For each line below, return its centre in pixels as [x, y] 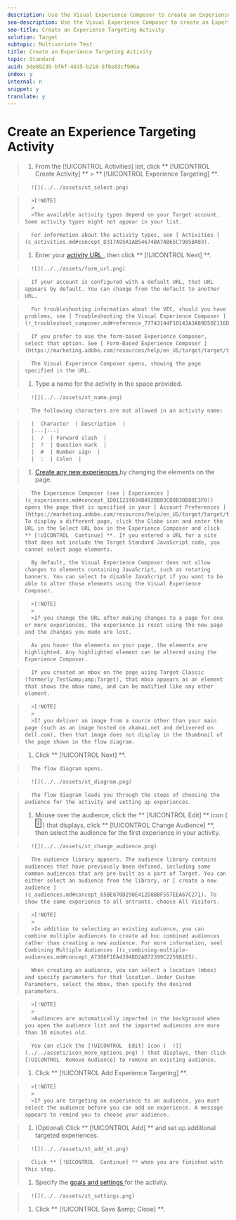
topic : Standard [31, 60]
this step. [40, 1169]
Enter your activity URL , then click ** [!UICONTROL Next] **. [123, 255]
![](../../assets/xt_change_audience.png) [94, 847]
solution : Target [33, 37]
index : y [20, 74]
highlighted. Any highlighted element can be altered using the [120, 653]
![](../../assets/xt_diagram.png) [81, 782]
